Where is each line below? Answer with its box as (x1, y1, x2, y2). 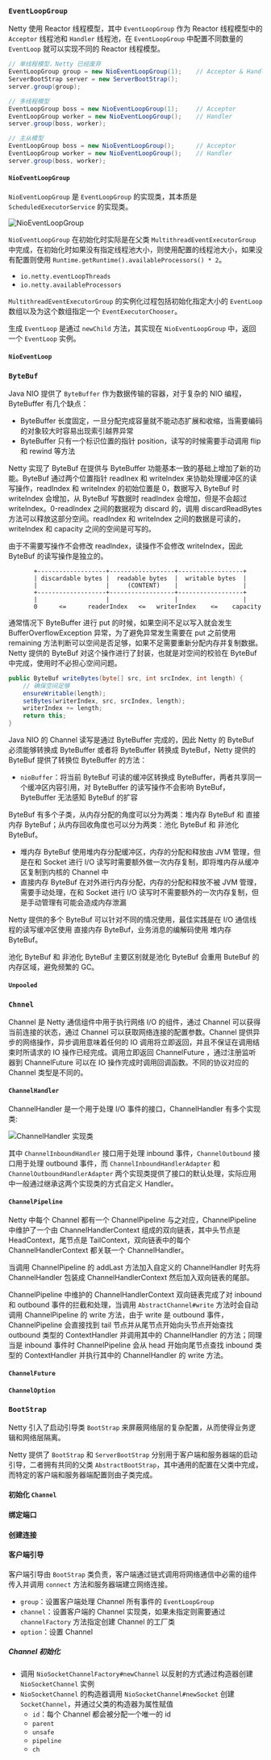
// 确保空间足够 (23, 682, 70, 690)
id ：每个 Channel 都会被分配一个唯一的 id (31, 1709, 172, 1719)
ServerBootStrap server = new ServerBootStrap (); (8, 75, 179, 83)
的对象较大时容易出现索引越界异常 (19, 426, 134, 435)
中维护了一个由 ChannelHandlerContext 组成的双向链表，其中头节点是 (8, 1225, 240, 1235)
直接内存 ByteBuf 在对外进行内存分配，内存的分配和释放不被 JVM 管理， (19, 877, 261, 887)
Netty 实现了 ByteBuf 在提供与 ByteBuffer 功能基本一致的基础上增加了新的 (8, 463, 254, 473)
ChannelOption (8, 1386, 56, 1395)
